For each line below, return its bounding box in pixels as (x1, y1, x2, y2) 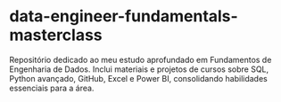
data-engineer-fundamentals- (9, 6, 238, 27)
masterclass (9, 25, 103, 45)
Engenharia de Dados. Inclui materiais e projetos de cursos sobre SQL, (9, 64, 269, 75)
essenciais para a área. (9, 82, 95, 93)
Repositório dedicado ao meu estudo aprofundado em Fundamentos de (9, 54, 272, 65)
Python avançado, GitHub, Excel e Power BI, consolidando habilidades (9, 73, 268, 83)
